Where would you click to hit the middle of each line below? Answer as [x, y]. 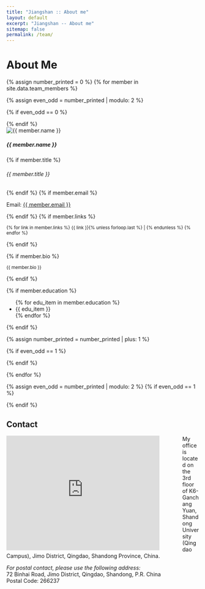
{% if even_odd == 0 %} [37, 112]
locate [190, 459]
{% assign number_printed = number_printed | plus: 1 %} [78, 339]
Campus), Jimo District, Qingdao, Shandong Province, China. [83, 556]
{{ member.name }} [32, 144]
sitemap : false [26, 29]
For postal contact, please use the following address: [73, 568]
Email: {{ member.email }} [39, 205]
